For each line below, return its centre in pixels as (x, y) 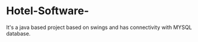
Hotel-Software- (48, 11)
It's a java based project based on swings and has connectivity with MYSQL (99, 27)
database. (18, 33)
